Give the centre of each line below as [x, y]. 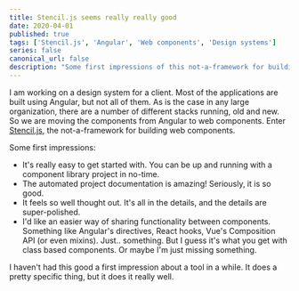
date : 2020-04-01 [41, 26]
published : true [39, 34]
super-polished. [51, 212]
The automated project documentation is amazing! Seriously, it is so [146, 183]
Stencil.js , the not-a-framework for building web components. [122, 130]
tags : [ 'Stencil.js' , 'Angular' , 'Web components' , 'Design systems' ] [143, 42]
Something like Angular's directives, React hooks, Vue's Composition [149, 230]
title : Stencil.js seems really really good [93, 17]
